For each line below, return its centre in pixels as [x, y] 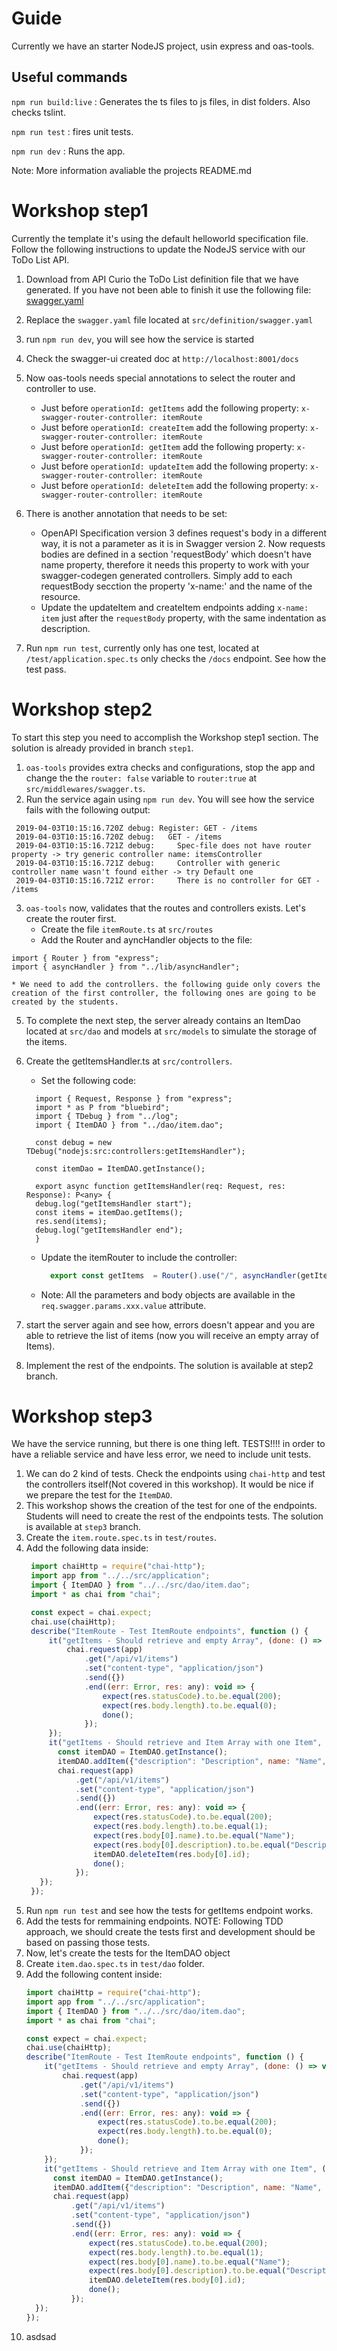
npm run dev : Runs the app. [68, 151]
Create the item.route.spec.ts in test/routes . [121, 1538]
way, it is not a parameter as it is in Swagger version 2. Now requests [183, 543]
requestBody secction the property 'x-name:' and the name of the [176, 586]
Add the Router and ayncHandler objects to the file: [146, 939]
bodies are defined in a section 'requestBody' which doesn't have [176, 554]
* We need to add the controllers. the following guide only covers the [166, 984]
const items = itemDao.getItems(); [109, 1212]
